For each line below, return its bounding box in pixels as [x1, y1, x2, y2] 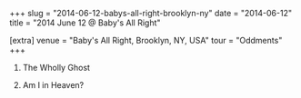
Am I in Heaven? [22, 80, 85, 90]
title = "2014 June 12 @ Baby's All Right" [9, 17, 161, 28]
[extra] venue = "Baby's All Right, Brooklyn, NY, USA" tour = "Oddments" [9, 35, 283, 45]
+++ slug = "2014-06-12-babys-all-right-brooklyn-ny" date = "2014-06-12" [9, 8, 293, 18]
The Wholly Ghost [22, 63, 91, 73]
